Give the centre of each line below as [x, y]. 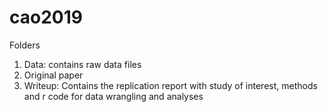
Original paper [53, 75]
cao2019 [46, 17]
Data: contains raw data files [82, 64]
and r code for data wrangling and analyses [113, 96]
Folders [25, 45]
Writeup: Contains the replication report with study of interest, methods [170, 85]
